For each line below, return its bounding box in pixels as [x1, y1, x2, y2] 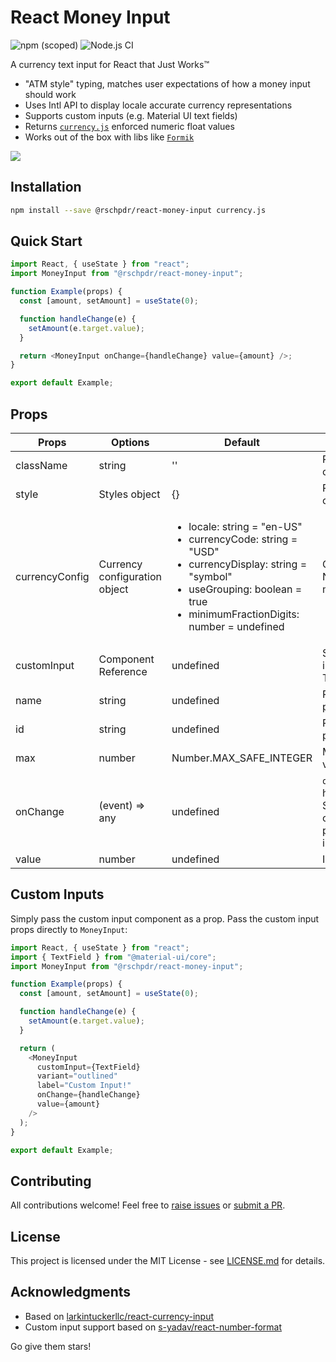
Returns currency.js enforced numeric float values [24, 120, 235, 132]
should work [24, 88, 77, 100]
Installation [10, 179, 82, 196]
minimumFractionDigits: [188, 607, 300, 621]
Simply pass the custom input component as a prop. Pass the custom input [10, 912, 320, 925]
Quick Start [10, 233, 83, 250]
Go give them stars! [10, 1340, 92, 1352]
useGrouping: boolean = [188, 582, 303, 596]
